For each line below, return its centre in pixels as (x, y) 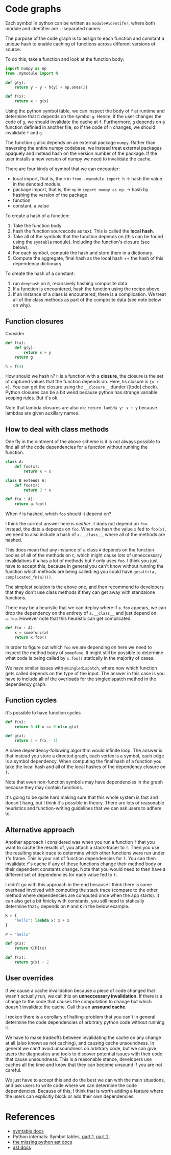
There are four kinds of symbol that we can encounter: (63, 169)
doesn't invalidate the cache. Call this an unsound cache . (66, 1007)
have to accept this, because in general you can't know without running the (84, 566)
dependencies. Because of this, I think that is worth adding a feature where (84, 1091)
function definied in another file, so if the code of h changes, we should (80, 127)
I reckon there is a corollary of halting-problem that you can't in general (80, 1017)
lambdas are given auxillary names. (42, 413)
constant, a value (31, 206)
